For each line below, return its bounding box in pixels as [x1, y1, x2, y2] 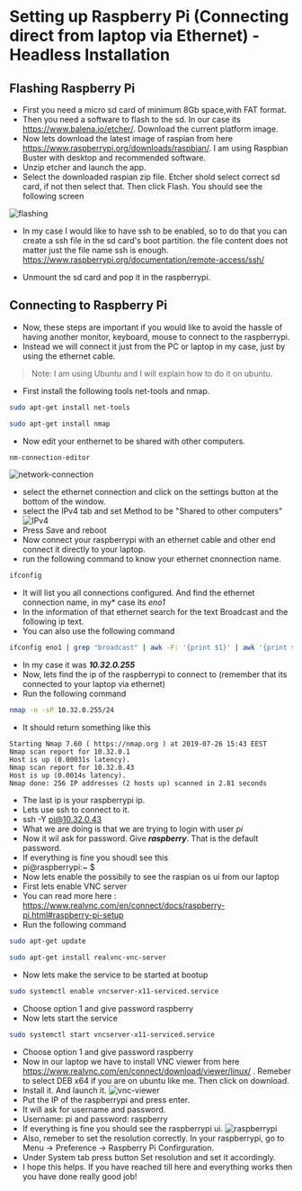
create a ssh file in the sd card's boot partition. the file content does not [22, 235, 289, 245]
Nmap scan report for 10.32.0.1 [9, 747, 130, 756]
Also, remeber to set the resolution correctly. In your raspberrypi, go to [22, 1132, 285, 1143]
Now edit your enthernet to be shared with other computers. [22, 435, 245, 446]
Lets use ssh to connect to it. [22, 804, 130, 815]
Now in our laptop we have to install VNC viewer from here [22, 1056, 240, 1067]
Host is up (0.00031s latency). [9, 756, 130, 765]
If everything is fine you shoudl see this [22, 852, 169, 863]
